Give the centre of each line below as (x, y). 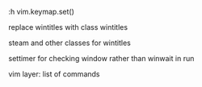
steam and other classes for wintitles (69, 43)
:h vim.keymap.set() (42, 12)
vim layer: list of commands (54, 74)
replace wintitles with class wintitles (68, 27)
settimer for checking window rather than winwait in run (101, 58)
